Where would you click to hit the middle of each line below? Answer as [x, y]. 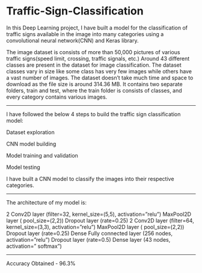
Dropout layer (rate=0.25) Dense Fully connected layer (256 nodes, [90, 233]
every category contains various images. [57, 97]
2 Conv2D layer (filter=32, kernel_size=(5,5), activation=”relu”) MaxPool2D [99, 214]
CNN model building [31, 144]
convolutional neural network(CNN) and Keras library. [72, 40]
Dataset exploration [31, 132]
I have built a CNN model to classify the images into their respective [90, 179]
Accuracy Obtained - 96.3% [41, 263]
